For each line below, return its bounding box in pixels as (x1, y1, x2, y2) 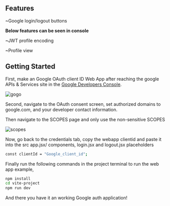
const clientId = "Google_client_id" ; (5, 151, 88, 156)
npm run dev (5, 186, 31, 191)
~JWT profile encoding (5, 37, 54, 43)
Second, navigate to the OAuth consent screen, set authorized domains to (5, 101, 161, 107)
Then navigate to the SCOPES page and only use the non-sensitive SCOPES (5, 116, 165, 122)
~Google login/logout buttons (5, 17, 67, 24)
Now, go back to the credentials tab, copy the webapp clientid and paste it (5, 136, 162, 142)
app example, (5, 166, 34, 172)
